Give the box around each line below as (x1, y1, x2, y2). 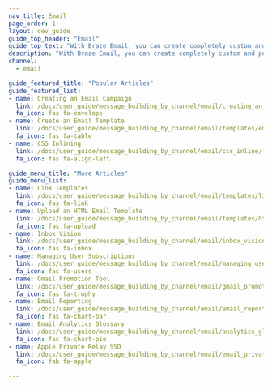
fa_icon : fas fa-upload (15, 222, 96, 230)
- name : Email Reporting (8, 297, 92, 306)
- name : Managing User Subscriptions (8, 252, 136, 260)
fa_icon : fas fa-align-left (15, 155, 111, 163)
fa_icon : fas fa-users (15, 267, 92, 276)
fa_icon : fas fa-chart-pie (15, 335, 107, 343)
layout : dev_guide (8, 27, 70, 35)
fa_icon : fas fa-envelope (15, 109, 104, 118)
